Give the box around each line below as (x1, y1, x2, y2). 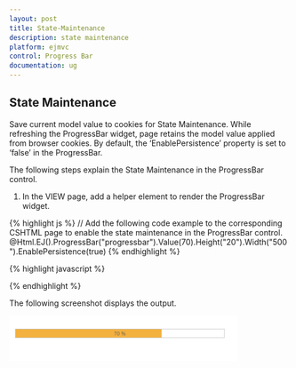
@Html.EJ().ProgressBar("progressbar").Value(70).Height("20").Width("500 (9, 236, 287, 247)
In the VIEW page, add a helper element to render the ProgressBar (21, 191, 265, 202)
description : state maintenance (9, 33, 129, 42)
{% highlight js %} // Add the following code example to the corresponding (9, 218, 283, 228)
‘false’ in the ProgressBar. (9, 147, 103, 157)
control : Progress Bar (9, 52, 93, 61)
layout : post (9, 14, 58, 23)
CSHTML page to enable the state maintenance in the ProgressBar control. (9, 227, 283, 237)
